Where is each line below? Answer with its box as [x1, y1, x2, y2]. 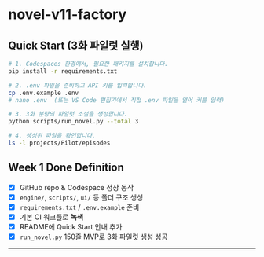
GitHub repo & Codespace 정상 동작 [19, 182, 134, 192]
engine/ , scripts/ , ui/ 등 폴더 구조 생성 [19, 193, 144, 202]
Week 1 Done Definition [8, 161, 124, 174]
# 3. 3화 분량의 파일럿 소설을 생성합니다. [8, 110, 128, 119]
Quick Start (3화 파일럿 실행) [8, 39, 144, 52]
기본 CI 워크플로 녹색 [19, 212, 84, 222]
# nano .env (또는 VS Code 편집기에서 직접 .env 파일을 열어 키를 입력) [8, 96, 225, 104]
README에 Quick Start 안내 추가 [19, 222, 123, 231]
